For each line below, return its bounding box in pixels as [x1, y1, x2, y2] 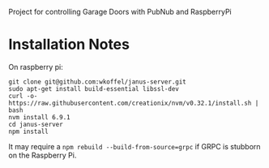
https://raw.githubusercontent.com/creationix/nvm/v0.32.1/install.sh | [8, 99, 259, 107]
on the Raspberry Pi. [8, 150, 77, 160]
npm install [8, 127, 49, 136]
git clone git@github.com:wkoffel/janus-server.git [8, 77, 186, 86]
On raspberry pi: [8, 62, 63, 71]
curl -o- [8, 92, 38, 100]
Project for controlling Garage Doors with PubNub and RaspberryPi [8, 7, 233, 16]
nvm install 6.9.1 [8, 113, 70, 121]
